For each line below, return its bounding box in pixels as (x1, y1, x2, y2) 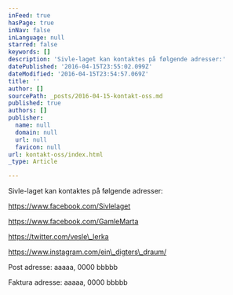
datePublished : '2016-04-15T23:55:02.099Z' (8, 63, 153, 71)
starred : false (8, 41, 58, 49)
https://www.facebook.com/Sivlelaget (8, 201, 131, 211)
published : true (8, 99, 61, 107)
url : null (15, 135, 47, 144)
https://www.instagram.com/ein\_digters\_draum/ (8, 247, 167, 256)
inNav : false (8, 26, 51, 34)
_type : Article (8, 158, 58, 166)
